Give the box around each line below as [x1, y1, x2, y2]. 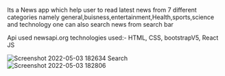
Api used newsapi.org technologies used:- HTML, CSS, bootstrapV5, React [7, 34, 219, 42]
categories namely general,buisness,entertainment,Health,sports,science [7, 13, 215, 21]
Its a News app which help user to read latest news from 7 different [7, 6, 197, 14]
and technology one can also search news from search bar [7, 21, 174, 28]
